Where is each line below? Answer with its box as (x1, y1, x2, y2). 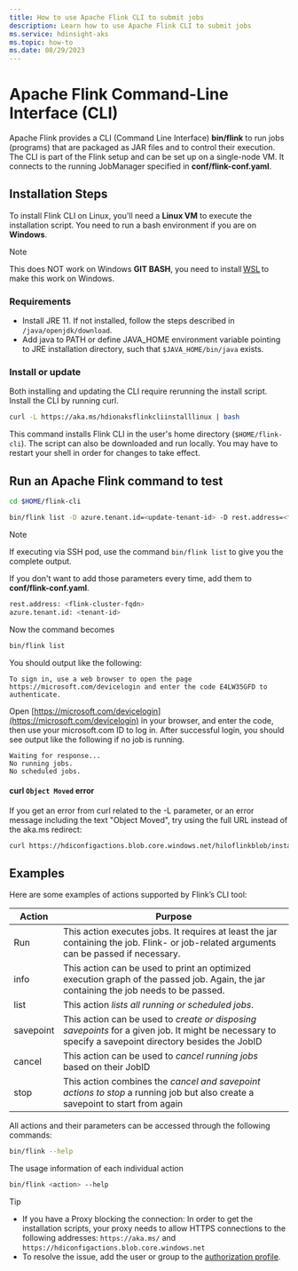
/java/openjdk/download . (21, 325, 113, 336)
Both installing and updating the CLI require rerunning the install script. (9, 386, 268, 396)
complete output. (9, 556, 73, 566)
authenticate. (9, 690, 62, 699)
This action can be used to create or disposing (63, 1013, 257, 1026)
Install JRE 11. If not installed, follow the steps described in (21, 316, 235, 326)
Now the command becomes (9, 624, 115, 635)
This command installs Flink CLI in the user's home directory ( (9, 428, 235, 440)
